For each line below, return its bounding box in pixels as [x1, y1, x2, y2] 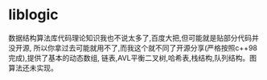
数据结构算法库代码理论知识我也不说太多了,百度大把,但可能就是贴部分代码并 [8, 33, 260, 42]
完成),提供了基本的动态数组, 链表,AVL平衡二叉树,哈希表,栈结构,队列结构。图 [8, 53, 257, 62]
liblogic [8, 6, 59, 24]
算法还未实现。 [8, 62, 58, 73]
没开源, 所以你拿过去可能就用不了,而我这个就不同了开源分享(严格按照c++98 [8, 42, 257, 53]
